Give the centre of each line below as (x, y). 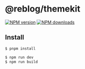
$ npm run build (21, 62)
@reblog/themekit (43, 9)
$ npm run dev (19, 57)
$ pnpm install (20, 48)
